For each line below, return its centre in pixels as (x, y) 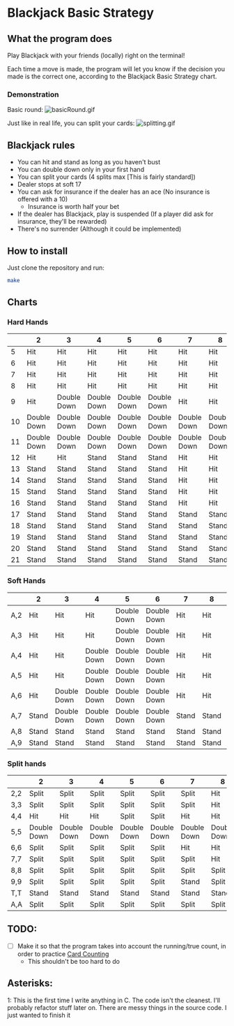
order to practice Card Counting (63, 954)
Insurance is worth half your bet (73, 207)
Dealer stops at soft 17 (49, 185)
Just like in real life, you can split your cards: (71, 123)
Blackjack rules (41, 145)
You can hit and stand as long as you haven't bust (89, 162)
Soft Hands (26, 581)
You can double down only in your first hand (81, 170)
